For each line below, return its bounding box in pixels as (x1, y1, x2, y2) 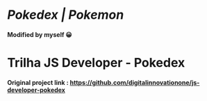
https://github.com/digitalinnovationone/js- (69, 78, 200, 86)
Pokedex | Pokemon (7, 7, 124, 23)
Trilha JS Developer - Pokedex (7, 54, 185, 70)
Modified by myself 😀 (7, 30, 72, 38)
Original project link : (7, 78, 69, 86)
